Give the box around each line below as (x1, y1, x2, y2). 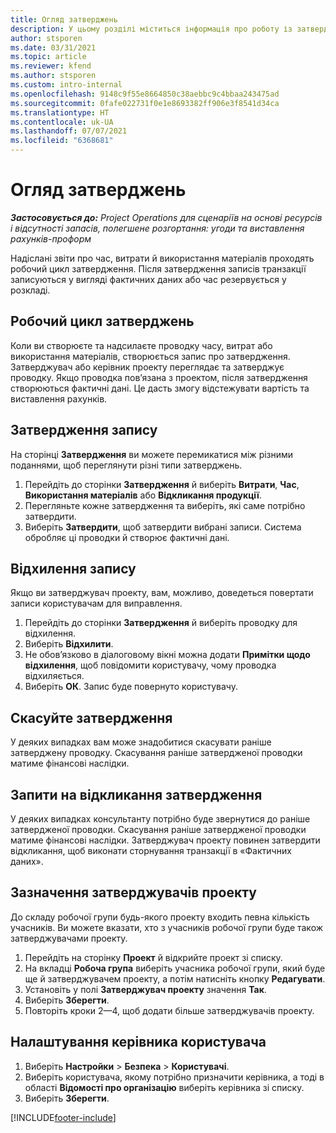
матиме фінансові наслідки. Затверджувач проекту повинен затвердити (10, 834, 321, 846)
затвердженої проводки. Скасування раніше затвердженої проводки (10, 824, 307, 835)
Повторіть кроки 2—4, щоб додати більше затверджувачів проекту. (24, 1004, 315, 1016)
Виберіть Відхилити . (24, 638, 114, 650)
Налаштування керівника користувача (10, 1034, 267, 1051)
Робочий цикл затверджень (10, 313, 195, 330)
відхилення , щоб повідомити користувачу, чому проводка (24, 659, 277, 671)
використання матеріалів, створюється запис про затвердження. (10, 350, 291, 362)
